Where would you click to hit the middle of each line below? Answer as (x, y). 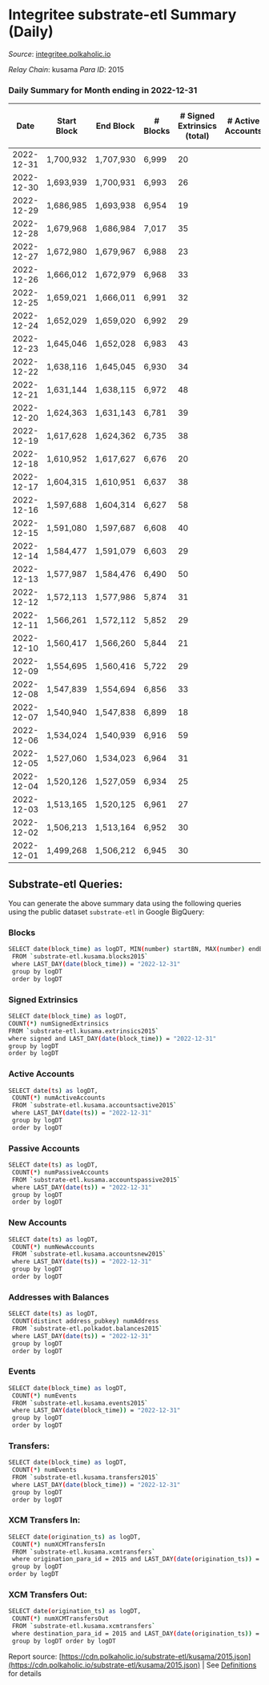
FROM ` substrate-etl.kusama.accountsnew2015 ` (89, 1254)
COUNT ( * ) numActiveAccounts (58, 1098)
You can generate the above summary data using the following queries (125, 904)
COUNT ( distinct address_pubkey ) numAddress (85, 1321)
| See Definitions (229, 1665)
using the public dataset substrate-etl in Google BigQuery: (106, 912)
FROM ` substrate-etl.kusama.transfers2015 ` (85, 1477)
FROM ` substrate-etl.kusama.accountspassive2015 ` (96, 1179)
